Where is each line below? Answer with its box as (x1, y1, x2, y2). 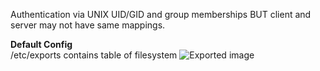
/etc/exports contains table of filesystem (10, 49, 178, 61)
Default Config (10, 39, 73, 50)
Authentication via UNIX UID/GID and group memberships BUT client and (10, 9, 312, 20)
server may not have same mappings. (10, 19, 166, 31)
